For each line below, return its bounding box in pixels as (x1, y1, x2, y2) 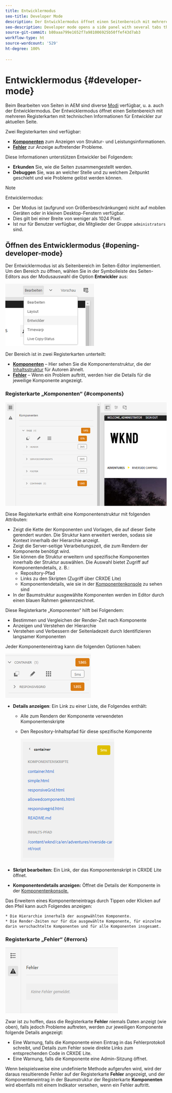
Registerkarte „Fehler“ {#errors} (5, 936, 88, 943)
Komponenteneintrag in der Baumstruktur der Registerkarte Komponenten (5, 1077, 163, 1083)
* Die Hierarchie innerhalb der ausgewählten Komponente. (5, 913, 132, 919)
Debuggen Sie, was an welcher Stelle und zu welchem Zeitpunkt (12, 169, 149, 175)
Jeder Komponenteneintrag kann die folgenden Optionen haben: (5, 644, 142, 650)
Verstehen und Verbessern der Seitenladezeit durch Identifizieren (12, 628, 151, 634)
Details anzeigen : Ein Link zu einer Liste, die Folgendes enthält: (12, 703, 147, 709)
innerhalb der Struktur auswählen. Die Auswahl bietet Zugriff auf (12, 559, 149, 565)
